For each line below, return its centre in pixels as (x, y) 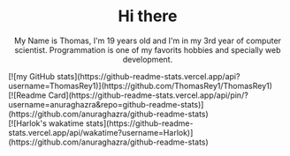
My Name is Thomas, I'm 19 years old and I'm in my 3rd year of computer (148, 41)
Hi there (148, 16)
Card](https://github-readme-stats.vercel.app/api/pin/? (148, 95)
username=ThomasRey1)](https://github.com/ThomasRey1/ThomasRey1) (141, 85)
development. (148, 59)
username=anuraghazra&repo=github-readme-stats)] (106, 104)
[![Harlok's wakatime (46, 123)
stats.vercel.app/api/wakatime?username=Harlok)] (101, 132)
